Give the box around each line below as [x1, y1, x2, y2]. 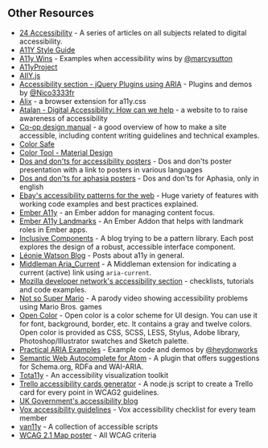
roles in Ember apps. [19, 225, 88, 234]
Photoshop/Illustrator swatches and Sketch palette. [19, 336, 189, 346]
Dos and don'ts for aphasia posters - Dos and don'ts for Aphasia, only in [19, 173, 259, 183]
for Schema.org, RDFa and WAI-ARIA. [19, 362, 144, 371]
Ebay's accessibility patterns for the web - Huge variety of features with [19, 190, 259, 200]
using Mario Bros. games [19, 301, 102, 311]
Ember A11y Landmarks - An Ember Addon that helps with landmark [19, 216, 244, 226]
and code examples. [19, 284, 87, 294]
